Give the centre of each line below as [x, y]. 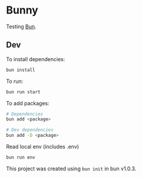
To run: [15, 81]
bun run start [23, 92]
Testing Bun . [21, 26]
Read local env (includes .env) [43, 147]
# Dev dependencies [30, 130]
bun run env [21, 157]
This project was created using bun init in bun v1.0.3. [71, 169]
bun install [21, 70]
